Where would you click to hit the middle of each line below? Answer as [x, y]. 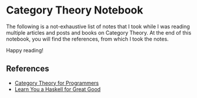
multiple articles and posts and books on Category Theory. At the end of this [99, 32]
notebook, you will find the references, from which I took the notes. [87, 39]
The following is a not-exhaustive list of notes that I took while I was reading [98, 26]
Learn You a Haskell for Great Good [58, 89]
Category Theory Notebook [75, 10]
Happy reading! [25, 50]
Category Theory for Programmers [56, 83]
